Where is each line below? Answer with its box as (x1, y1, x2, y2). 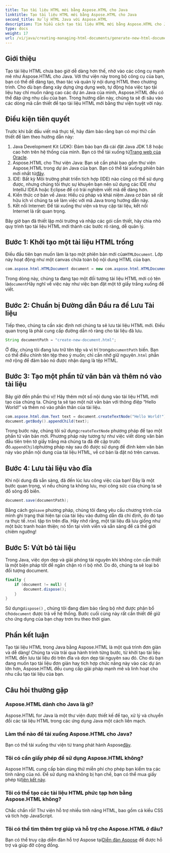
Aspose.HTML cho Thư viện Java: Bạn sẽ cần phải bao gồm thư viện (12, 159, 156, 166)
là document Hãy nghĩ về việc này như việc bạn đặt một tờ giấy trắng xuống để (5, 281, 164, 287)
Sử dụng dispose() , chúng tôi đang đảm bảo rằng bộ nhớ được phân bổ (5, 605, 154, 612)
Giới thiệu (5, 54, 36, 63)
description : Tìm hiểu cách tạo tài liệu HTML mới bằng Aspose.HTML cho (5, 21, 162, 27)
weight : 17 (5, 31, 28, 36)
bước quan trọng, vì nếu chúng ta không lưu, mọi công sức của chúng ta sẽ (5, 483, 162, 489)
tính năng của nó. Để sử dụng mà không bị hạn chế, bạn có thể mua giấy (5, 771, 157, 778)
